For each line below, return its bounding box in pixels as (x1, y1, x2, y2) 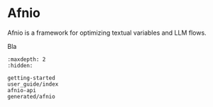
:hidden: (7, 62, 33, 69)
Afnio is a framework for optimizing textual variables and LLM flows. (7, 28, 207, 37)
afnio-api (7, 86, 37, 94)
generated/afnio (7, 93, 55, 100)
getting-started (7, 74, 55, 81)
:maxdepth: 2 (7, 55, 46, 63)
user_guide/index (7, 80, 59, 88)
